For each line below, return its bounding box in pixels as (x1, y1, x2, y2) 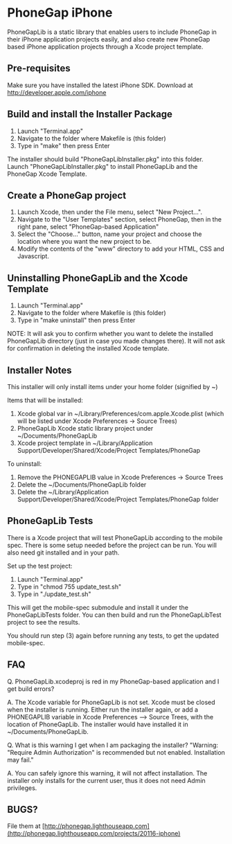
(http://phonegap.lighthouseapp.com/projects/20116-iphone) (7, 829, 181, 838)
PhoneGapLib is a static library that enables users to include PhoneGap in (7, 28, 217, 36)
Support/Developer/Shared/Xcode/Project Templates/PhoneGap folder (17, 495, 220, 503)
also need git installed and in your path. (7, 548, 120, 557)
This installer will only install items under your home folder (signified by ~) (7, 383, 218, 390)
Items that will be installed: (7, 396, 83, 404)
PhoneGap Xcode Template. (7, 170, 87, 178)
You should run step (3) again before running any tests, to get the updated (7, 631, 220, 640)
